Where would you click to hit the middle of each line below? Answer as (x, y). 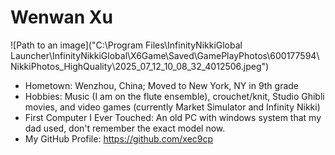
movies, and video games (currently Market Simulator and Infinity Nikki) (172, 107)
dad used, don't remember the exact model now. (125, 128)
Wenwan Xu (61, 17)
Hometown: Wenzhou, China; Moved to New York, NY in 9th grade (162, 85)
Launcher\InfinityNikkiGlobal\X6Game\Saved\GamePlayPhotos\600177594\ (165, 55)
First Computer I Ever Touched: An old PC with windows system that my (173, 117)
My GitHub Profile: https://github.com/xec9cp (119, 138)
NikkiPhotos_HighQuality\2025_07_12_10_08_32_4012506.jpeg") (140, 66)
